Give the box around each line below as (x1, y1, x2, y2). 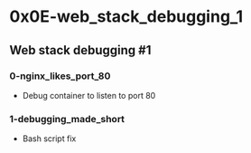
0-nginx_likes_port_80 (9, 70, 111, 82)
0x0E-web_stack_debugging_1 (9, 6, 244, 27)
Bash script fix (22, 133, 77, 144)
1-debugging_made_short (9, 112, 125, 125)
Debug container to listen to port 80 (22, 90, 156, 100)
